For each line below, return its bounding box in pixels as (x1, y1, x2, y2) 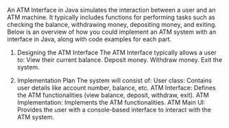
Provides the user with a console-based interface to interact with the (16, 106, 211, 114)
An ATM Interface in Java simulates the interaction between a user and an (7, 6, 216, 14)
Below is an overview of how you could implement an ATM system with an (7, 28, 217, 36)
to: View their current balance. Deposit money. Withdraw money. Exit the (16, 56, 223, 64)
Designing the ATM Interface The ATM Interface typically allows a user (16, 48, 217, 56)
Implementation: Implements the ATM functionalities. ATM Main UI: (16, 98, 206, 106)
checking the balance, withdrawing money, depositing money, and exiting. (7, 21, 217, 28)
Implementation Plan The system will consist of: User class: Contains (16, 76, 213, 85)
